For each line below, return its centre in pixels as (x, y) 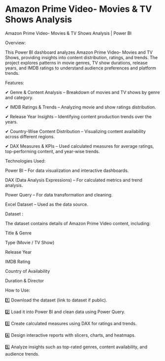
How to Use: (18, 290)
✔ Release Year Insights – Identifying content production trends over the (78, 116)
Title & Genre (18, 233)
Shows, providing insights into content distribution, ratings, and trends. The (82, 57)
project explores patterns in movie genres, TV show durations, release (76, 63)
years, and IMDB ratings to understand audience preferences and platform (81, 68)
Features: (15, 83)
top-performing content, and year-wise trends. (52, 151)
